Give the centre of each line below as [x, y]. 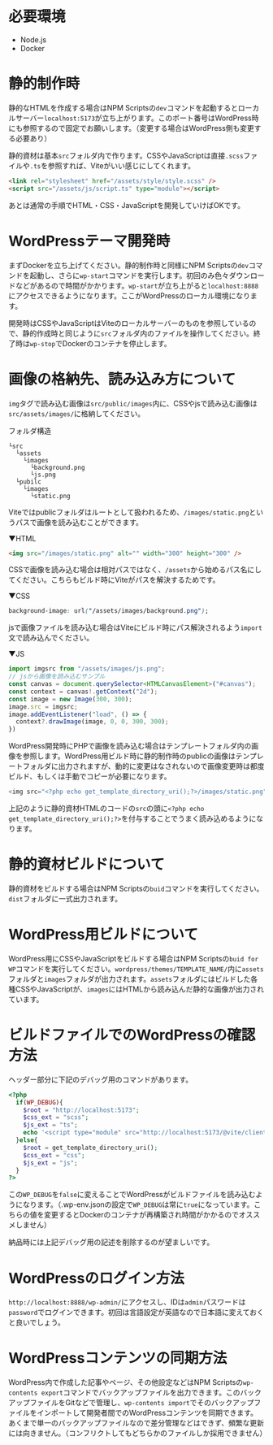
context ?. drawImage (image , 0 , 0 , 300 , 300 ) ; [92, 722]
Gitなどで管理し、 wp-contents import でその [138, 1403]
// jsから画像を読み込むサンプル [57, 677]
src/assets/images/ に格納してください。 [77, 413]
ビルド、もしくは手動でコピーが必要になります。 [90, 776]
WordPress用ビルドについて [104, 935]
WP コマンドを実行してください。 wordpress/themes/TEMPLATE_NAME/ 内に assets [136, 969]
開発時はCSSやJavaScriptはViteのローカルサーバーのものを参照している [129, 323]
